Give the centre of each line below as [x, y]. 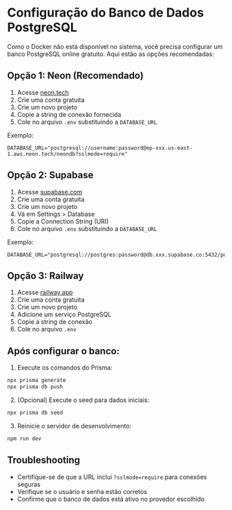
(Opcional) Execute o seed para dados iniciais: [83, 400]
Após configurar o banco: [64, 351]
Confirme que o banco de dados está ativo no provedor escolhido [111, 499]
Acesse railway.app [45, 293]
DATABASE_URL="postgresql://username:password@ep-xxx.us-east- [100, 148]
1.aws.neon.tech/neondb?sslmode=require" [68, 154]
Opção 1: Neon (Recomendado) [75, 76]
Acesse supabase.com [50, 192]
